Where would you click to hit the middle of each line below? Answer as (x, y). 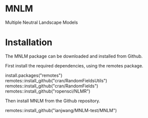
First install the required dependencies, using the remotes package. (74, 65)
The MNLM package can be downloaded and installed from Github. (74, 56)
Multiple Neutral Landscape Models (41, 22)
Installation (29, 42)
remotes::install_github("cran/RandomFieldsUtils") (56, 80)
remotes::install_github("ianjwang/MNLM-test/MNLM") (61, 110)
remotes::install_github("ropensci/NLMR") (48, 91)
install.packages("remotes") (34, 75)
